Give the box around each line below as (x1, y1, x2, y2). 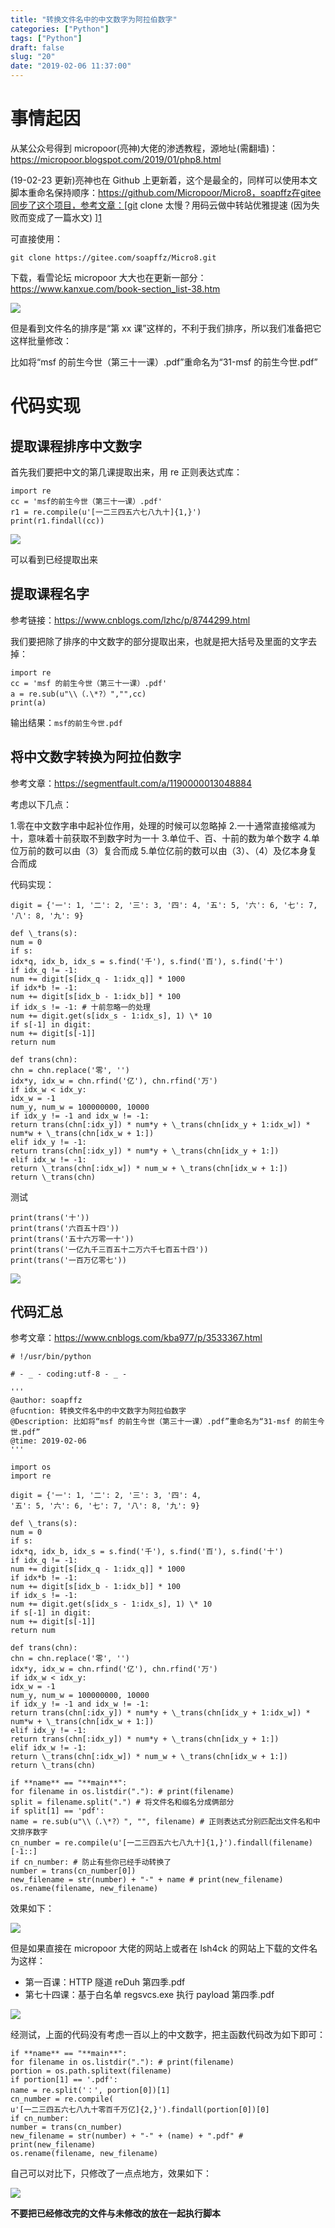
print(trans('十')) (10, 1212, 90, 1223)
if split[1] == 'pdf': (10, 1806, 105, 1816)
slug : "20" (10, 52, 56, 62)
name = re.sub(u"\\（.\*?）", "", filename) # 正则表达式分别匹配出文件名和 (10, 1817, 313, 1827)
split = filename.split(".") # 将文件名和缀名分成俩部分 (10, 1797, 235, 1808)
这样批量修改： (10, 334, 72, 346)
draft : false (10, 42, 65, 53)
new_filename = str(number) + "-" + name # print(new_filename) (10, 1875, 284, 1885)
